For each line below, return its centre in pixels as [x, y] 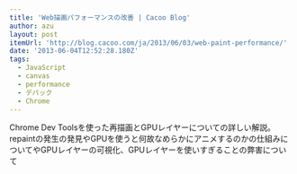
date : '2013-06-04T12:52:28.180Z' [74, 51]
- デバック [35, 92]
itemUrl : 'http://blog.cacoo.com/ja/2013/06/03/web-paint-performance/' [148, 43]
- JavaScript [42, 68]
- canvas [34, 76]
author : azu [31, 26]
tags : [19, 59]
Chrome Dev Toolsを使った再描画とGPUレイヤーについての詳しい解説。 [143, 127]
